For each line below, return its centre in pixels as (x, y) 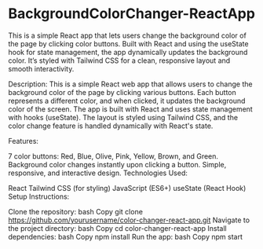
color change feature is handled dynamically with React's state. (111, 126)
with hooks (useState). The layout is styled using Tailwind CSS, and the (123, 117)
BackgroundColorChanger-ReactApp (131, 14)
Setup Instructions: (39, 196)
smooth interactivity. (41, 68)
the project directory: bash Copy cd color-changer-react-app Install (118, 228)
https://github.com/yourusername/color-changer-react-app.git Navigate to (129, 220)
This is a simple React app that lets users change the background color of (128, 35)
